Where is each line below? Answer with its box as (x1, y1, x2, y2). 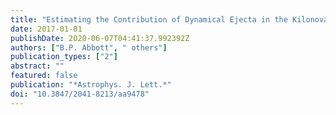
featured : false (10, 71, 78, 81)
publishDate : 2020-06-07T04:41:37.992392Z (10, 33, 190, 43)
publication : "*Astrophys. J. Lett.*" (10, 80, 172, 90)
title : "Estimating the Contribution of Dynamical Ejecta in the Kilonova (10, 14, 329, 25)
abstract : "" (10, 61, 65, 71)
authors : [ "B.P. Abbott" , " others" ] (10, 42, 168, 53)
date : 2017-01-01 (10, 24, 83, 34)
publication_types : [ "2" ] (10, 52, 118, 62)
